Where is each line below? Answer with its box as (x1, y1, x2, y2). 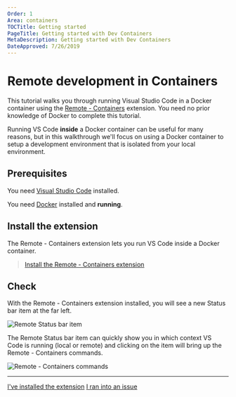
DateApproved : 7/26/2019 (7, 43, 80, 50)
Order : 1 (7, 10, 33, 18)
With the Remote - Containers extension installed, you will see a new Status (7, 299, 226, 308)
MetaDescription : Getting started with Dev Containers (7, 37, 171, 44)
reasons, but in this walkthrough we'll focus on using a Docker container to (7, 132, 224, 141)
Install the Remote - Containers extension (24, 260, 145, 268)
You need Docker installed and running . (7, 200, 123, 208)
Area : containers (7, 17, 58, 24)
